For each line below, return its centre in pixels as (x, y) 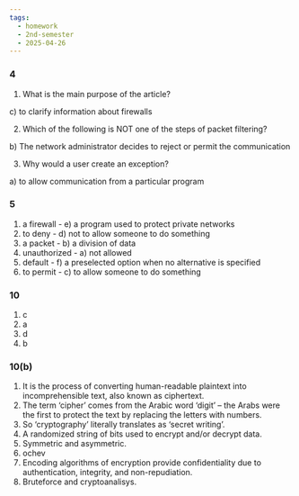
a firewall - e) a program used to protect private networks (128, 224)
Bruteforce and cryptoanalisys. (79, 482)
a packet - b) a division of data (79, 243)
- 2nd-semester (46, 34)
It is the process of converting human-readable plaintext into (134, 386)
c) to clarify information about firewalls (81, 111)
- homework (38, 26)
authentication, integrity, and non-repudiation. (107, 473)
